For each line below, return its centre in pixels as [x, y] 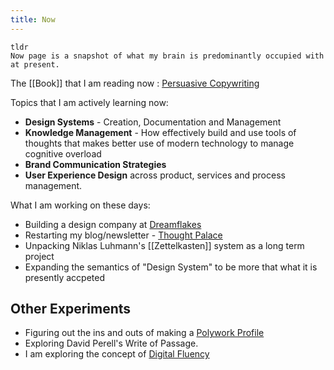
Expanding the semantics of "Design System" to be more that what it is [171, 267]
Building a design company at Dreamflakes [113, 224]
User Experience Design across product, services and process [155, 175]
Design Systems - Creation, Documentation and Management [153, 122]
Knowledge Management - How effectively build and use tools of [160, 132]
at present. [35, 64]
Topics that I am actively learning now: [89, 102]
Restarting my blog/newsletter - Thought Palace [123, 235]
